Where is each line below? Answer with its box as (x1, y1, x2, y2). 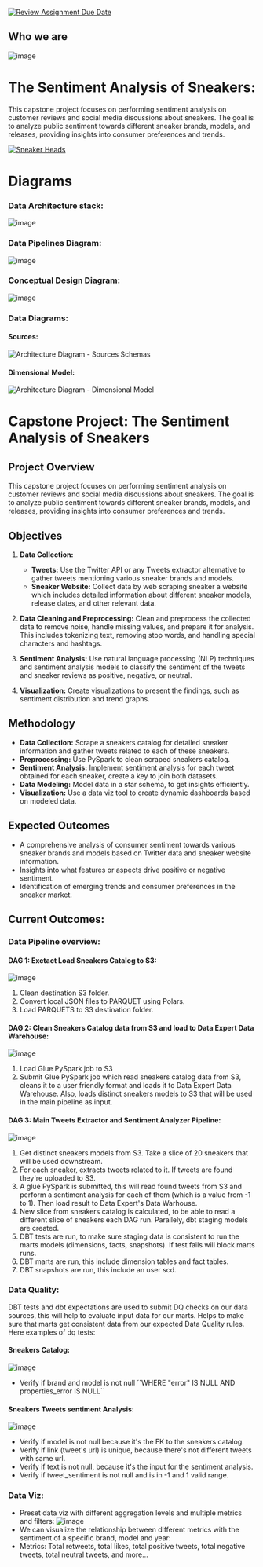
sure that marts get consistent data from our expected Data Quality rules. (8, 1319, 245, 1328)
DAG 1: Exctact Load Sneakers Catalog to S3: (8, 955, 157, 965)
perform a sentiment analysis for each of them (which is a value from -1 (19, 1190, 251, 1199)
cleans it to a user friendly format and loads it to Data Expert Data (19, 1081, 232, 1090)
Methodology (8, 717, 76, 730)
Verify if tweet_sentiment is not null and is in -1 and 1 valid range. (19, 1470, 229, 1480)
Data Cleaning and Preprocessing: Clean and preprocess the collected (19, 613, 251, 623)
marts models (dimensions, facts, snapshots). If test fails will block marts (19, 1239, 255, 1249)
